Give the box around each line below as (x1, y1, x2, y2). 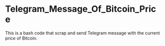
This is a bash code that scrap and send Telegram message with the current (5, 30, 160, 36)
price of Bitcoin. (5, 35, 38, 41)
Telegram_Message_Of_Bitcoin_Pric (5, 3, 157, 15)
